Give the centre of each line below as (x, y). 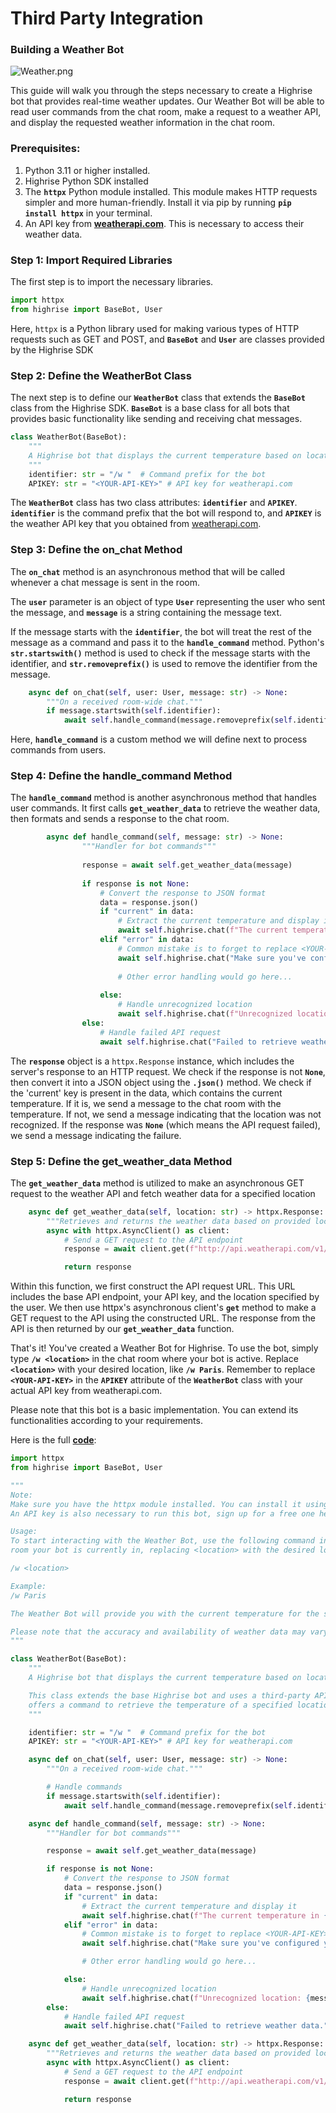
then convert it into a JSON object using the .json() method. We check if (161, 1082)
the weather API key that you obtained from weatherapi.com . (136, 524)
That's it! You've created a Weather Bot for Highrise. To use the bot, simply (164, 1348)
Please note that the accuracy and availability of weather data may (158, 1632)
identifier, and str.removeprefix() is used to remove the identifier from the (164, 663)
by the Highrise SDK (52, 349)
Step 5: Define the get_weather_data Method (121, 1161)
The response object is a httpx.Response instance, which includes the (152, 1061)
